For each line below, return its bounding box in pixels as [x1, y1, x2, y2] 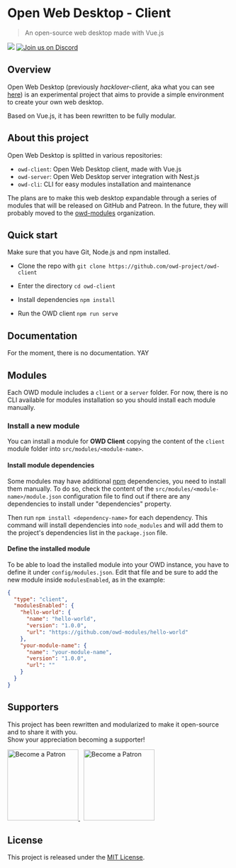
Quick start [7, 229, 58, 241]
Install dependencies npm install [17, 295, 116, 304]
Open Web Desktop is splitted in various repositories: [7, 151, 163, 159]
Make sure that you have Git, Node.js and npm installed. [7, 248, 171, 256]
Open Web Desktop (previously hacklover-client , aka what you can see [7, 82, 215, 91]
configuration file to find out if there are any [62, 492, 191, 500]
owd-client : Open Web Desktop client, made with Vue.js [17, 165, 182, 173]
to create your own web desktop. [7, 97, 104, 106]
